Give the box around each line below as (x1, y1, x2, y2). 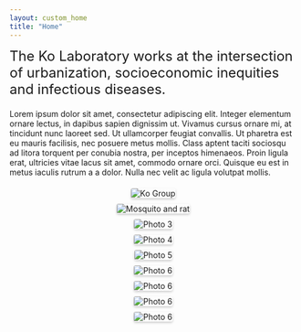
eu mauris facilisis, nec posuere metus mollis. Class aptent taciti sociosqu (9, 137, 286, 148)
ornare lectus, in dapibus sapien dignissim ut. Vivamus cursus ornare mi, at (9, 118, 292, 129)
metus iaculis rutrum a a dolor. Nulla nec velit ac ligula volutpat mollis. (9, 166, 271, 177)
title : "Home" (9, 22, 64, 31)
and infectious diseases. (9, 80, 166, 98)
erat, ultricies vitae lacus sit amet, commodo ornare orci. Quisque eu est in (9, 156, 289, 167)
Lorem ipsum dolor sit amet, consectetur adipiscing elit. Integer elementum (9, 108, 292, 119)
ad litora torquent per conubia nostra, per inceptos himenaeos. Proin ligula (9, 147, 289, 158)
